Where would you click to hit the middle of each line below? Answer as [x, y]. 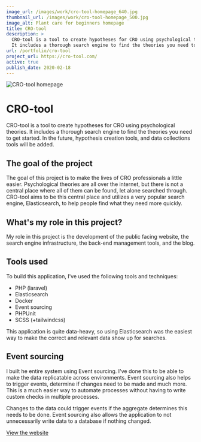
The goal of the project [49, 163]
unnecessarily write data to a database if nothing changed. [79, 421]
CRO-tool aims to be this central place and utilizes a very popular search [95, 197]
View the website [28, 432]
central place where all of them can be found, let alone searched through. [97, 191]
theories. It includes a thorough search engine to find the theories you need [99, 132]
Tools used [27, 262]
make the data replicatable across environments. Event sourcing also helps [99, 377]
